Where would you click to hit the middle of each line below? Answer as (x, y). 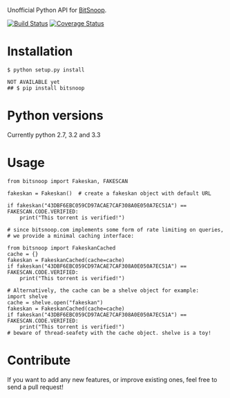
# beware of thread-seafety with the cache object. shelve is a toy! (109, 333)
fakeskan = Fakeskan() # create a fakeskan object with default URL (109, 193)
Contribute (39, 361)
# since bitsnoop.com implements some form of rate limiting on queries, (116, 230)
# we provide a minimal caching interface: (71, 236)
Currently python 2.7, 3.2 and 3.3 (54, 135)
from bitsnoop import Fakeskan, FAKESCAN (68, 181)
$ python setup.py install (46, 70)
